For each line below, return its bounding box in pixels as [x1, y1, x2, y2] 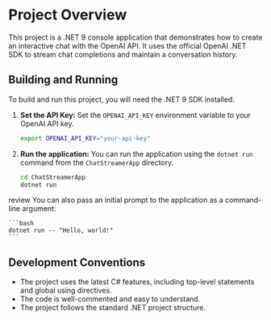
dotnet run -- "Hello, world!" [8, 226, 114, 235]
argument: [22, 204, 56, 213]
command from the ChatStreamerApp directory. [19, 158, 174, 167]
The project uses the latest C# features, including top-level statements [19, 277, 255, 287]
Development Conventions [8, 255, 146, 269]
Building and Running [8, 73, 119, 86]
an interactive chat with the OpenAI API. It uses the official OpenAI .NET [8, 40, 247, 50]
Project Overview [8, 6, 127, 24]
